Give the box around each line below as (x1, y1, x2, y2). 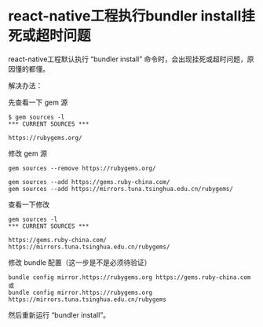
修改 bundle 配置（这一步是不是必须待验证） (8, 257, 152, 267)
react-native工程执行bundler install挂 (8, 7, 255, 25)
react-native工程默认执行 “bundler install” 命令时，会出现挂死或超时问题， (8, 54, 247, 64)
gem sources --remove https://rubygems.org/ (8, 164, 156, 172)
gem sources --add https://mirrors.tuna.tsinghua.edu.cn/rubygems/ (8, 185, 234, 193)
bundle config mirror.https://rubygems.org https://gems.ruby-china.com (8, 273, 251, 281)
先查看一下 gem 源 (8, 97, 68, 107)
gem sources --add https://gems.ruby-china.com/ (8, 178, 170, 186)
